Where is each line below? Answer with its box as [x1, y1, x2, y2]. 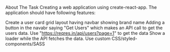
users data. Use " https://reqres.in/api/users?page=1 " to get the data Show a [5, 30, 165, 36]
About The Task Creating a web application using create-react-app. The [5, 5, 157, 10]
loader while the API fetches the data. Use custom [5, 35, 111, 41]
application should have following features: [5, 10, 96, 16]
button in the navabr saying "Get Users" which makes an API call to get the [5, 25, 163, 31]
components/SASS [5, 41, 45, 47]
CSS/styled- [111, 35, 138, 41]
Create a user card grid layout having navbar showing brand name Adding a [5, 20, 165, 25]
